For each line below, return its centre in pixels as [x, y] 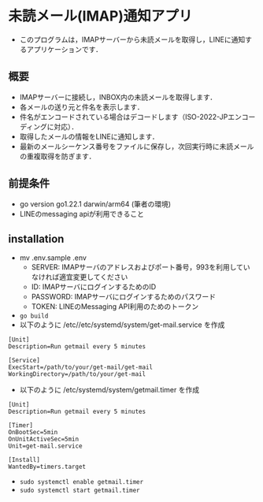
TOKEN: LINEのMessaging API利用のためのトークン [115, 307]
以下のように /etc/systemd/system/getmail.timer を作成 [109, 390]
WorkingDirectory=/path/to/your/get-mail [77, 374]
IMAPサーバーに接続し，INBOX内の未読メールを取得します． [118, 97]
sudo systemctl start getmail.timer [80, 491]
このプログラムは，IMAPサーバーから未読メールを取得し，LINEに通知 [132, 39]
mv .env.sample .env [53, 258]
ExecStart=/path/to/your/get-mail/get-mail [81, 367]
